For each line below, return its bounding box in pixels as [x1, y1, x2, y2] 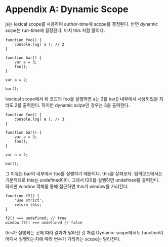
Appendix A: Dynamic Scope [5, 4, 129, 15]
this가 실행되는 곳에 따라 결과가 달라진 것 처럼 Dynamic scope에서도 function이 [5, 229, 163, 235]
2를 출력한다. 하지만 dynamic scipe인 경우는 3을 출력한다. [14, 102, 130, 108]
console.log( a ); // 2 [14, 42, 65, 47]
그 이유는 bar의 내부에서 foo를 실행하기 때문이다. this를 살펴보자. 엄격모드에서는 [5, 170, 163, 177]
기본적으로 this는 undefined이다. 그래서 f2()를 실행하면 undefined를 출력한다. [5, 177, 160, 183]
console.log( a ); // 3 [14, 117, 65, 122]
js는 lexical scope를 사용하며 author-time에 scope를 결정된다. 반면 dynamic [5, 21, 158, 27]
